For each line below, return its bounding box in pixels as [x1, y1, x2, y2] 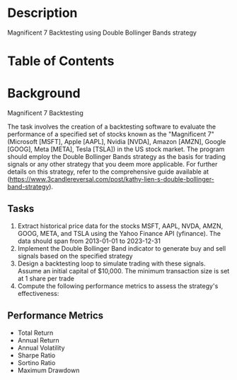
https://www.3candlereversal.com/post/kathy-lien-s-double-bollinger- [9, 175, 214, 184]
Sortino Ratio [17, 358, 56, 367]
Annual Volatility [17, 343, 65, 352]
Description [7, 5, 78, 21]
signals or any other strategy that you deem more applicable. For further [7, 160, 218, 169]
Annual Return [17, 336, 60, 344]
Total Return [17, 328, 54, 337]
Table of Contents [7, 53, 115, 69]
